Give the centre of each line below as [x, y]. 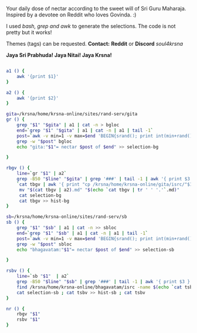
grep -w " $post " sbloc [44, 244]
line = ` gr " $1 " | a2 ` [42, 174]
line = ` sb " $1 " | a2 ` [43, 276]
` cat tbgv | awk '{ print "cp [54, 184]
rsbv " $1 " [29, 319]
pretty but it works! [29, 32]
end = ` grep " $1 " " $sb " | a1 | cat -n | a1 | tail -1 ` [82, 233]
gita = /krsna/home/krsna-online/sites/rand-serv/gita [72, 114]
